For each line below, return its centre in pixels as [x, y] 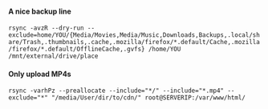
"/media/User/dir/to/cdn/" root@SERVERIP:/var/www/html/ [148, 98]
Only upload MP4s [40, 74]
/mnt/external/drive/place [53, 56]
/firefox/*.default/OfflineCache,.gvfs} [77, 49]
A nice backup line [40, 11]
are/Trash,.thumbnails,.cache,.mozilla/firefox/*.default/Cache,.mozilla [134, 42]
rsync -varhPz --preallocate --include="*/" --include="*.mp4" [116, 91]
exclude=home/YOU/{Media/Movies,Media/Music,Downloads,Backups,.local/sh [134, 35]
